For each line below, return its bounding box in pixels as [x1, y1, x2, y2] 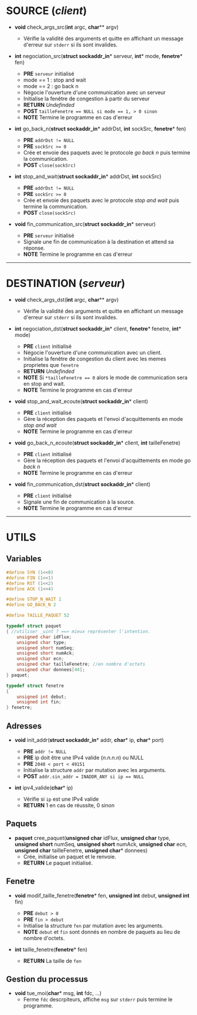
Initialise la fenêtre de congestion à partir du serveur [23, 95, 150, 102]
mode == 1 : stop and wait [23, 76, 86, 83]
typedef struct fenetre [6, 683, 64, 689]
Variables [6, 554, 42, 564]
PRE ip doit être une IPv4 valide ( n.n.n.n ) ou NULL [23, 754, 144, 761]
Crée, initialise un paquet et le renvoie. [23, 853, 116, 860]
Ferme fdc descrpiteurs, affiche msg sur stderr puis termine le [23, 996, 173, 1003]
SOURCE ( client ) [6, 4, 87, 18]
